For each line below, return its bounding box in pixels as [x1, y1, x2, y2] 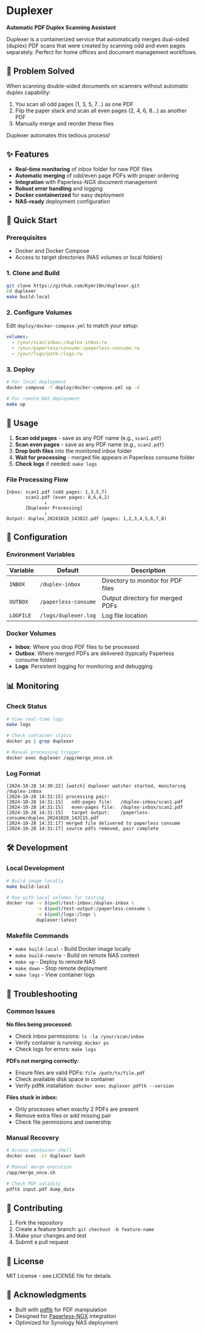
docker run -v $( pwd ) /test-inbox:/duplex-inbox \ [6, 900, 135, 906]
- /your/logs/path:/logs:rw [12, 351, 83, 357]
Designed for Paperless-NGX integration [15, 1312, 117, 1319]
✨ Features [6, 149, 49, 160]
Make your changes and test [15, 1232, 87, 1240]
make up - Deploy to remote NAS [15, 958, 96, 966]
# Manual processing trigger [6, 749, 80, 755]
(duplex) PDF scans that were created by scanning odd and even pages [6, 42, 186, 49]
